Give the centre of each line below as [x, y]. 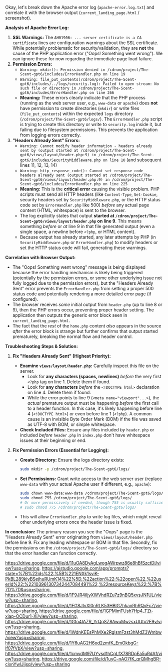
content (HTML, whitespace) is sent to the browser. [73, 210]
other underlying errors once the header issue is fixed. [76, 522]
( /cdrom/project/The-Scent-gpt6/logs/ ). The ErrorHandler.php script [91, 119]
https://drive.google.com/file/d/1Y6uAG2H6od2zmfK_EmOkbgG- [72, 643]
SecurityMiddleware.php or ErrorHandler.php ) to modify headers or [89, 242]
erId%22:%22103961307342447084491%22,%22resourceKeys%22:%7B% [83, 584]
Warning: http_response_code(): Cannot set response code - [84, 171]
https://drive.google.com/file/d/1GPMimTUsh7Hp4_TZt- [96, 611]
